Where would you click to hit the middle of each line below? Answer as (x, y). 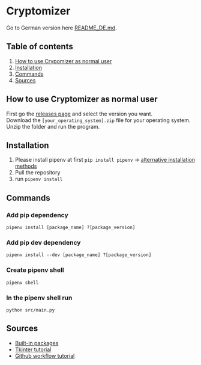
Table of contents (40, 47)
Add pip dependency (37, 215)
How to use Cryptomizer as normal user (82, 100)
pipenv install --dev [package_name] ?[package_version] (79, 255)
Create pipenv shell (35, 270)
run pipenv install (39, 179)
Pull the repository (37, 173)
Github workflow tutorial (45, 355)
